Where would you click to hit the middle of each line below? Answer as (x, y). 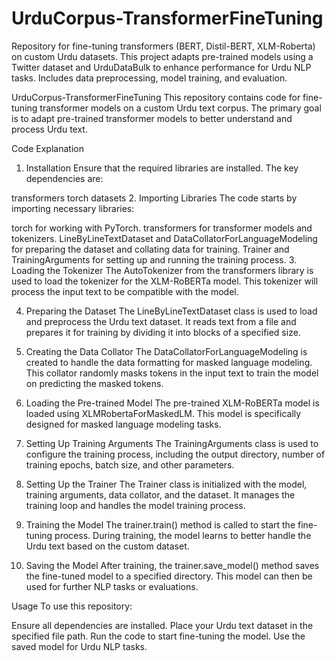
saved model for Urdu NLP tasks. (79, 646)
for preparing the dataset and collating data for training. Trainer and (150, 249)
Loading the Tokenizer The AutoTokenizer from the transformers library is (162, 270)
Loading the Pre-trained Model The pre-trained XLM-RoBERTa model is (172, 403)
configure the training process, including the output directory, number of (175, 454)
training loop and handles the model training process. (135, 505)
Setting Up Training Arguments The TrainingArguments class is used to (172, 443)
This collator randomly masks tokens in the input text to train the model (172, 373)
